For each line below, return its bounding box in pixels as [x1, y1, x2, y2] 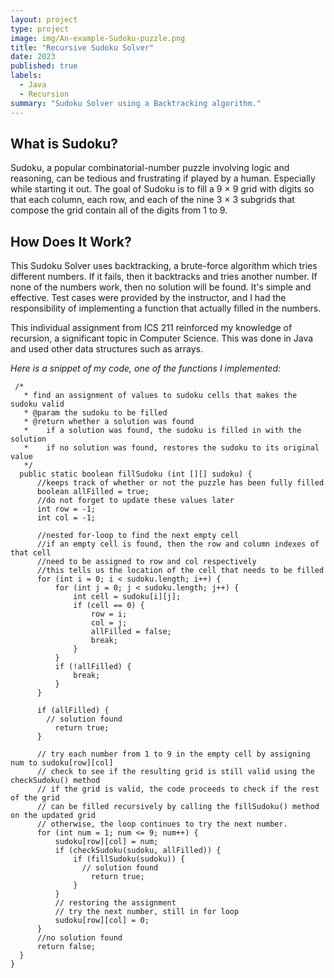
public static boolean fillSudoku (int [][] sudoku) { [19, 469, 253, 480]
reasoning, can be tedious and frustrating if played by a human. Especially [10, 172, 316, 185]
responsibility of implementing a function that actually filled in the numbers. [10, 302, 322, 315]
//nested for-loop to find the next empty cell [36, 531, 240, 541]
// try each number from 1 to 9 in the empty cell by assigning [36, 749, 311, 760]
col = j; [90, 618, 128, 628]
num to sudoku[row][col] [10, 758, 114, 768]
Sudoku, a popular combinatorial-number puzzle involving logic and [10, 162, 290, 174]
